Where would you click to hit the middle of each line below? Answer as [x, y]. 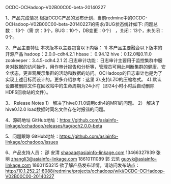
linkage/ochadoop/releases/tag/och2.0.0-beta [54, 126]
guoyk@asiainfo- [139, 159]
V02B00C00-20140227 [30, 176]
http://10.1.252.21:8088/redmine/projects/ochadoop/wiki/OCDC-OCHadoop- [85, 171]
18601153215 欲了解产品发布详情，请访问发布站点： [86, 165]
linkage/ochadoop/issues [32, 142]
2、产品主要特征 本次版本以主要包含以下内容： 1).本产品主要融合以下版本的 [84, 48]
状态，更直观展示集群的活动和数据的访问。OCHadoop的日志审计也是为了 [86, 73]
